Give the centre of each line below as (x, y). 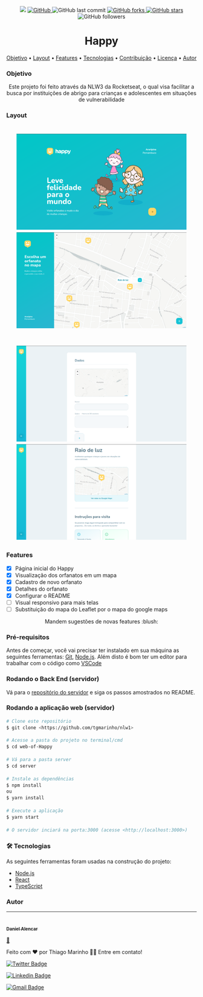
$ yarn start (23, 817)
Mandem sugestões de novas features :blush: (101, 621)
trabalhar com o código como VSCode (54, 663)
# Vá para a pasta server (39, 760)
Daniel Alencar (22, 929)
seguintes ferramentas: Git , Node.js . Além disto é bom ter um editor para (97, 657)
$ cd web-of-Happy (29, 747)
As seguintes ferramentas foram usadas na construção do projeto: (89, 861)
